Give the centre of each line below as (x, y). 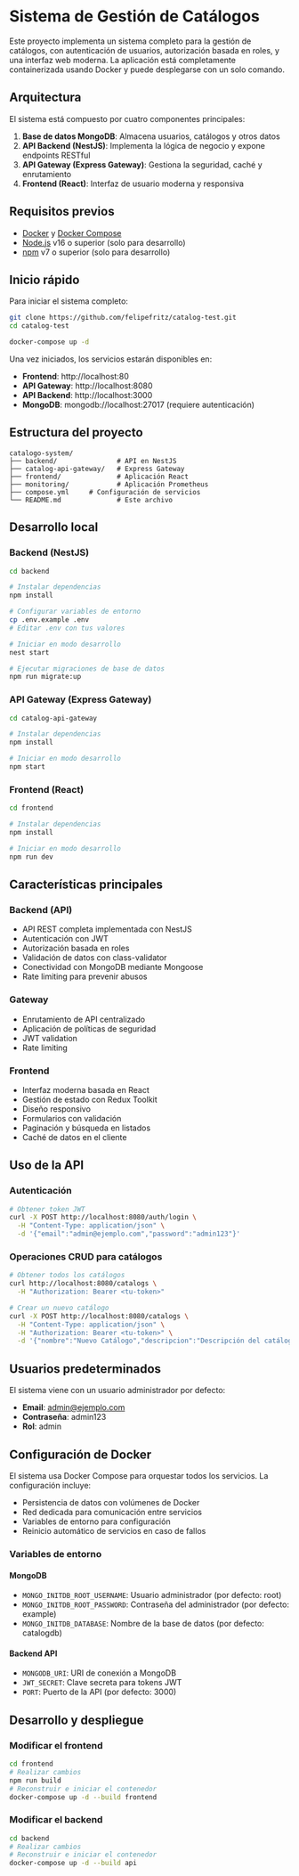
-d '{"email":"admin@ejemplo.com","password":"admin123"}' (129, 1234)
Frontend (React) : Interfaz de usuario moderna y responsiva (133, 184)
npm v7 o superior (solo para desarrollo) (96, 252)
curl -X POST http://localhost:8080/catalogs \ (99, 1316)
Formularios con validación (72, 1118)
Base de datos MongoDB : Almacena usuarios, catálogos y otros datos (151, 136)
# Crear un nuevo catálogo (59, 1308)
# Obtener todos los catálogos (67, 1276)
